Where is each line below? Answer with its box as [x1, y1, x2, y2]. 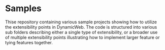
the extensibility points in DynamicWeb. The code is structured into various [5, 24, 157, 30]
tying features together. [5, 39, 53, 45]
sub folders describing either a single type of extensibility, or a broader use [5, 29, 158, 35]
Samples [5, 3, 42, 14]
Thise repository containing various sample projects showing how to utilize [5, 19, 157, 25]
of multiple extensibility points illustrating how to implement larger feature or [5, 34, 160, 40]
